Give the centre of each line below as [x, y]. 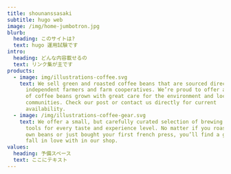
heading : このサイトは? [44, 39]
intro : [16, 52]
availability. [46, 109]
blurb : [16, 33]
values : [18, 147]
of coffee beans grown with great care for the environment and [119, 97]
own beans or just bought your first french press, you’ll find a [122, 134]
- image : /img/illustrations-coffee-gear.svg [80, 115]
